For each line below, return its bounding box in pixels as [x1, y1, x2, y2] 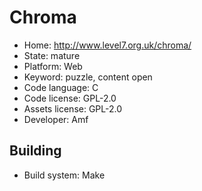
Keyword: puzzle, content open [23, 71, 153, 83]
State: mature [23, 49, 81, 61]
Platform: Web [23, 60, 83, 72]
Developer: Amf [23, 113, 89, 125]
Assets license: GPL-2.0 [23, 102, 123, 115]
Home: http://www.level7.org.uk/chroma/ [23, 39, 192, 51]
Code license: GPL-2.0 [23, 92, 117, 104]
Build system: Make [23, 169, 106, 181]
